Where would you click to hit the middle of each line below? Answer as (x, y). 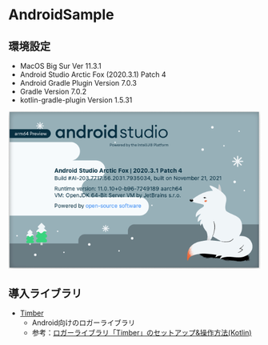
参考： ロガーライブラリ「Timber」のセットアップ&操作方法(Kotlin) (142, 333)
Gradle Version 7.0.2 (53, 91)
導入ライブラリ (45, 293)
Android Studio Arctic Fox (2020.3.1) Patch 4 (93, 74)
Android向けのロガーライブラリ (84, 323)
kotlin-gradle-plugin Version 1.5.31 (76, 100)
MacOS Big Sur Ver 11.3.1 (60, 66)
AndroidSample (61, 15)
